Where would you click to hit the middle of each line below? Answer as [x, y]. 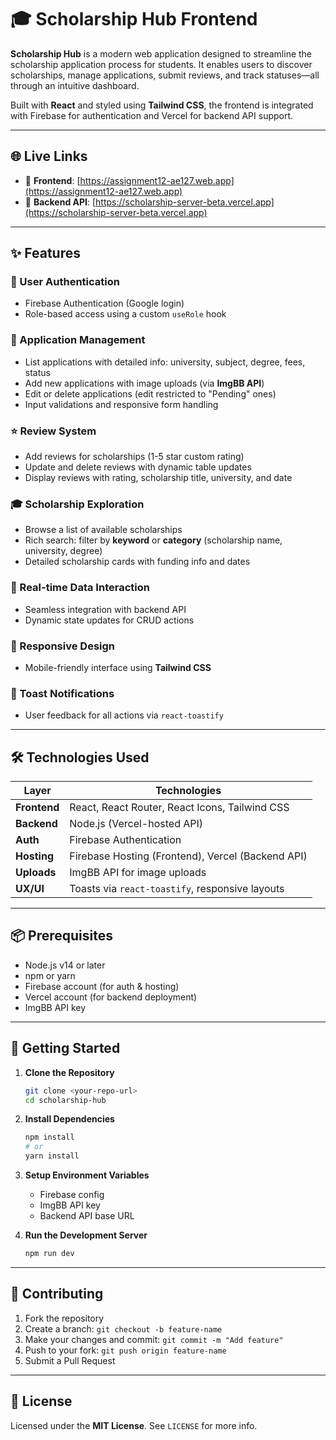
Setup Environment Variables [87, 1175]
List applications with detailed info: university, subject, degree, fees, [165, 362]
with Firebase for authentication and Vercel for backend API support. [152, 115]
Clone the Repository [69, 1072]
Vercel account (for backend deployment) [111, 997]
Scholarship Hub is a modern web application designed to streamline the [161, 53]
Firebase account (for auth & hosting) [102, 986]
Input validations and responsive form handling [121, 404]
